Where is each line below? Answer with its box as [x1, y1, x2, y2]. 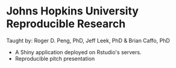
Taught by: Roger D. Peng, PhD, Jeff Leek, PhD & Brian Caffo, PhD [6, 37, 171, 44]
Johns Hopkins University [6, 4, 139, 18]
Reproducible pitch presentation [14, 55, 95, 62]
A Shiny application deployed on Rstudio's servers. [14, 48, 142, 55]
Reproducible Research [6, 17, 126, 31]
